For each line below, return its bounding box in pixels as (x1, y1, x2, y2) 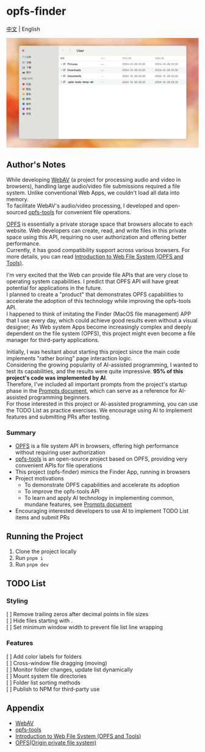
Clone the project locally (15, 548, 77, 555)
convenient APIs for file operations (15, 461, 103, 469)
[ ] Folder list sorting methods (6, 679, 81, 686)
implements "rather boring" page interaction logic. (6, 354, 133, 362)
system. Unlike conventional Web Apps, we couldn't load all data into (6, 188, 180, 196)
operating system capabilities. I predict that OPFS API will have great (6, 277, 179, 285)
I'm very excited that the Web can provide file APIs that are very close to (6, 271, 188, 278)
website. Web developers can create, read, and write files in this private (6, 226, 187, 234)
